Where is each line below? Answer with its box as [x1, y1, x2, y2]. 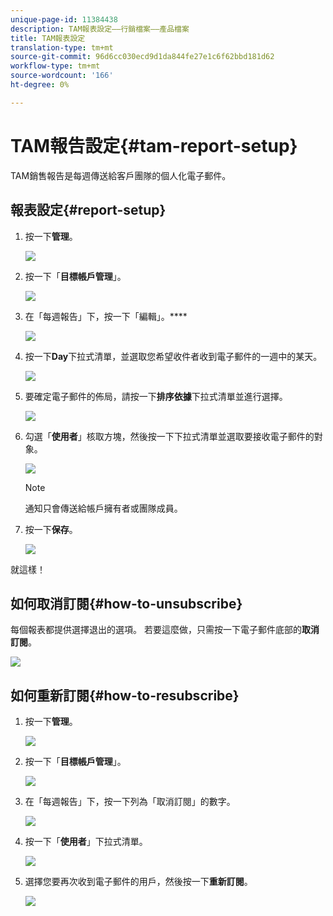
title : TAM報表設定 [10, 33, 86, 43]
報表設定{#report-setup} [10, 202, 167, 219]
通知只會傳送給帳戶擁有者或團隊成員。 [24, 502, 183, 514]
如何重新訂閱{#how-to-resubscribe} [10, 687, 240, 704]
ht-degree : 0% [10, 80, 70, 90]
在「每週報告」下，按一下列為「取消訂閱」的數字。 [24, 796, 236, 808]
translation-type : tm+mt [10, 42, 114, 53]
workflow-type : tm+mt [10, 61, 101, 71]
